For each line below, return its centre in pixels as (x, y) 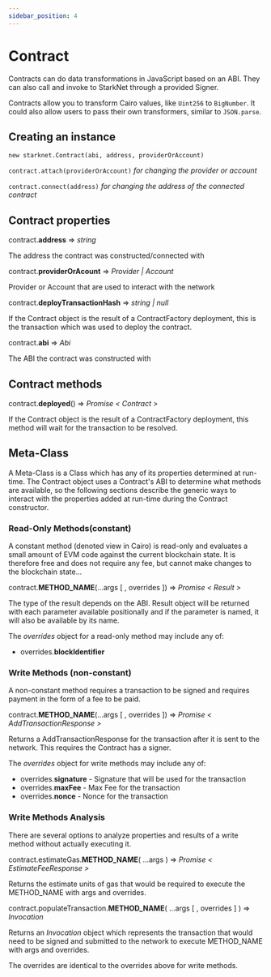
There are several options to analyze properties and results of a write (123, 835)
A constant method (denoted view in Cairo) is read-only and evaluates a (128, 546)
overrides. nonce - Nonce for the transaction (94, 796)
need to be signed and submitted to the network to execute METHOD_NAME (135, 941)
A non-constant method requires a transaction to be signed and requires (129, 691)
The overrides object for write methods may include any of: (107, 764)
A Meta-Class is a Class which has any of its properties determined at (125, 473)
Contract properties (59, 220)
